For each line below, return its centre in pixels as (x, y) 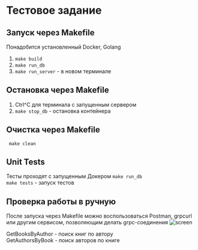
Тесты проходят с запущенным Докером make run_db (74, 176)
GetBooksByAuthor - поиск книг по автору (60, 234)
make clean (22, 144)
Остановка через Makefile (58, 90)
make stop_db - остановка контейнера (63, 111)
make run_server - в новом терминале (63, 71)
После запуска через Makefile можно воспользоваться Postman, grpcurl (99, 216)
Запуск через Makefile (50, 33)
